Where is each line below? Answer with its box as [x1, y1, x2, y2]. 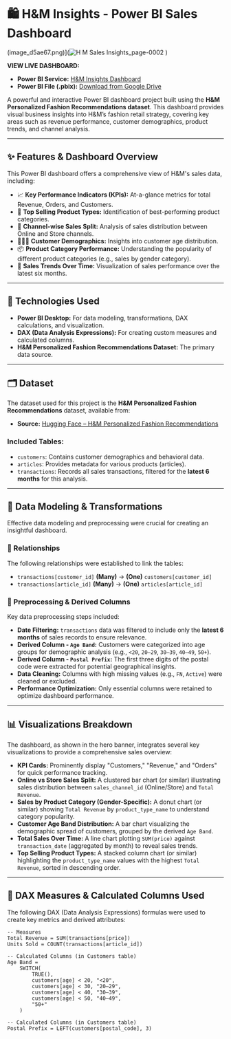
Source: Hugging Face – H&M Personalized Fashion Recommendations [16, 419, 219, 428]
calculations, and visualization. [16, 321, 104, 329]
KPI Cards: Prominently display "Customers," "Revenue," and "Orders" [16, 761, 218, 769]
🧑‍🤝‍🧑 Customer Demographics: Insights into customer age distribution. [16, 237, 219, 245]
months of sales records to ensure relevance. [16, 633, 147, 642]
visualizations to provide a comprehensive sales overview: [7, 747, 173, 756]
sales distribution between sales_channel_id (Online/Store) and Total [16, 783, 214, 791]
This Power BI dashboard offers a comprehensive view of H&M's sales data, [7, 169, 222, 177]
